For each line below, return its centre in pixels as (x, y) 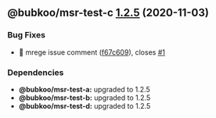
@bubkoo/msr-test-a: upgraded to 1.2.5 (84, 89)
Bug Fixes (27, 35)
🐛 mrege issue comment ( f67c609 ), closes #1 (92, 52)
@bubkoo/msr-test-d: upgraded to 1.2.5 (85, 105)
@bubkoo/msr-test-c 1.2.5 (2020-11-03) (108, 13)
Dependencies (36, 72)
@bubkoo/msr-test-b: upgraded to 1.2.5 (85, 98)
